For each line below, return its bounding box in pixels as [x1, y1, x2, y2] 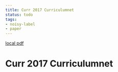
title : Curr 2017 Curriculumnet [5, 7, 74, 13]
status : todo [5, 12, 33, 17]
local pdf [5, 40, 24, 46]
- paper [5, 26, 22, 31]
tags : [5, 17, 17, 22]
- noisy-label [5, 21, 36, 27]
